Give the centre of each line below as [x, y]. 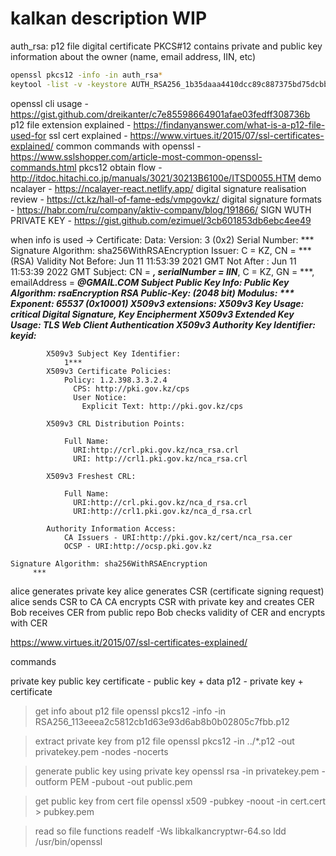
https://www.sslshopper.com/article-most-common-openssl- [136, 156]
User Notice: [100, 397]
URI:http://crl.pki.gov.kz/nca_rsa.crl [156, 450]
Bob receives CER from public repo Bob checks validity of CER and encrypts [168, 612]
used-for [28, 135]
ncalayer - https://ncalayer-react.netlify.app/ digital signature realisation [158, 188]
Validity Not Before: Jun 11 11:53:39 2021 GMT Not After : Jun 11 [166, 261]
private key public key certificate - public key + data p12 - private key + [157, 681]
